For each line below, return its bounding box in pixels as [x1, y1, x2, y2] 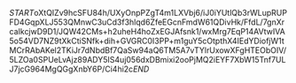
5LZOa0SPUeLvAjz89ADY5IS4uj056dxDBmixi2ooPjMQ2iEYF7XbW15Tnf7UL [9, 55, 286, 64]
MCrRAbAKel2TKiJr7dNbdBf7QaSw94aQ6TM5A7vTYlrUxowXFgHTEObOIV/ [9, 45, 287, 56]
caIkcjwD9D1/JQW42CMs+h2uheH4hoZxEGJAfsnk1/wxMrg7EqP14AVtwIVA [9, 26, 285, 36]
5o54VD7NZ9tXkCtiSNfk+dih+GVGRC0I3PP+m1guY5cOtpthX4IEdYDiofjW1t [9, 35, 285, 46]
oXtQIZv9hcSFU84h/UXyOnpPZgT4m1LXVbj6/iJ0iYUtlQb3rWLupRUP [34, 8, 288, 18]
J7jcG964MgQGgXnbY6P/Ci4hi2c [9, 64, 134, 74]
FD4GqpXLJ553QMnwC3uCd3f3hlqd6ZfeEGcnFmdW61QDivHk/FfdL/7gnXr [9, 17, 285, 27]
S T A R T [9, 8, 35, 18]
